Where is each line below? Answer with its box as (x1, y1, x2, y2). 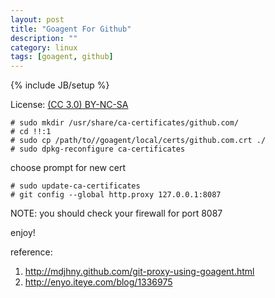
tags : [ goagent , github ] (10, 52, 114, 62)
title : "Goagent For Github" (10, 24, 132, 34)
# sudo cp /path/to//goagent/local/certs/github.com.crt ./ (10, 136, 267, 146)
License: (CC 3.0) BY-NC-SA (10, 99, 129, 111)
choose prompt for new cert (10, 162, 127, 174)
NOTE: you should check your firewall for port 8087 (10, 207, 223, 220)
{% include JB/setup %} (10, 79, 110, 91)
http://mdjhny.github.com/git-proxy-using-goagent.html (24, 266, 255, 278)
